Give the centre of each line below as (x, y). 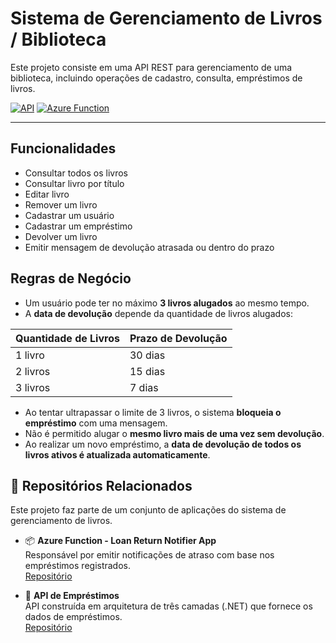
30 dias (147, 355)
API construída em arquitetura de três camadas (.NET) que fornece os (168, 606)
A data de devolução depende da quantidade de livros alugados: (158, 313)
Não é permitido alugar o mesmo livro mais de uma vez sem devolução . (174, 433)
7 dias (144, 387)
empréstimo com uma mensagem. (96, 423)
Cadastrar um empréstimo (78, 226)
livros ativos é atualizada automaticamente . (117, 454)
